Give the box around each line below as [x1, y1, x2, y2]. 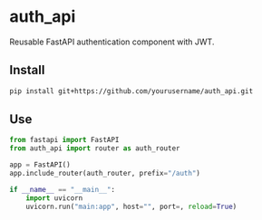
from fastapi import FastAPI [9, 136, 120, 145]
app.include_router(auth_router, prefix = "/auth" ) [9, 169, 201, 178]
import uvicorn [25, 193, 83, 203]
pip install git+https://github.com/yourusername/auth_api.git [9, 86, 254, 96]
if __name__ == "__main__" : [9, 185, 116, 194]
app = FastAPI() [9, 160, 71, 169]
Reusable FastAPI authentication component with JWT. [9, 36, 215, 47]
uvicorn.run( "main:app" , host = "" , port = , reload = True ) [25, 202, 238, 211]
